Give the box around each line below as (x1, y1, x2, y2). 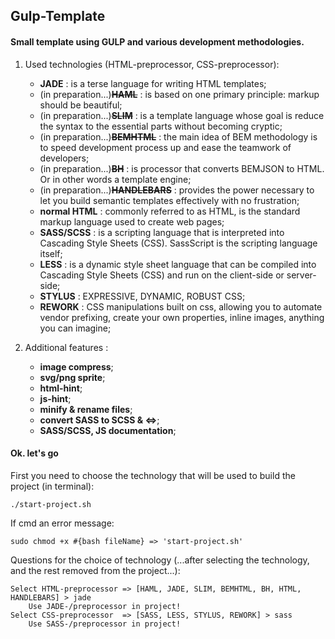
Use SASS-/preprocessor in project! (28, 619, 182, 629)
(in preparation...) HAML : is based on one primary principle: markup (39, 88, 320, 100)
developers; (39, 152, 90, 164)
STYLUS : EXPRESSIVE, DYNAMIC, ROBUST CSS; (39, 290, 246, 302)
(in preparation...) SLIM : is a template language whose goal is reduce (39, 109, 325, 121)
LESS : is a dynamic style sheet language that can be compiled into (39, 258, 317, 270)
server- (286, 269, 317, 281)
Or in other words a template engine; (39, 173, 192, 185)
